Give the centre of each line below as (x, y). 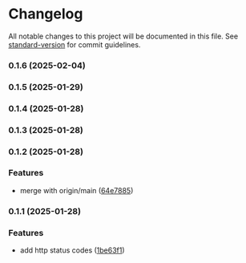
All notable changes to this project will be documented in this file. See (123, 36)
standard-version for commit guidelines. (75, 44)
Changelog (46, 14)
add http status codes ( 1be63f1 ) (73, 250)
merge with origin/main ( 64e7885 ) (77, 190)
